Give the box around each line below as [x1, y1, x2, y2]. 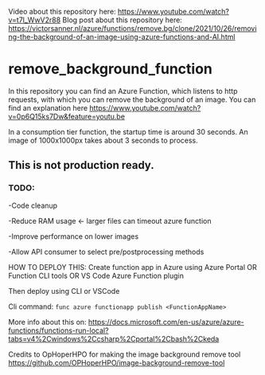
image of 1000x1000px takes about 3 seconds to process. [8, 135, 199, 145]
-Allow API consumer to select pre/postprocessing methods [8, 247, 205, 256]
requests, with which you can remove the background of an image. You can [8, 95, 256, 104]
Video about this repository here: [8, 7, 117, 16]
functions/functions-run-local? [8, 326, 109, 335]
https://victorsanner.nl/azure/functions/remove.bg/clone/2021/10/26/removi [8, 24, 257, 33]
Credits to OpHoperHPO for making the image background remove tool [8, 350, 241, 359]
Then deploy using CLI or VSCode [8, 286, 120, 295]
